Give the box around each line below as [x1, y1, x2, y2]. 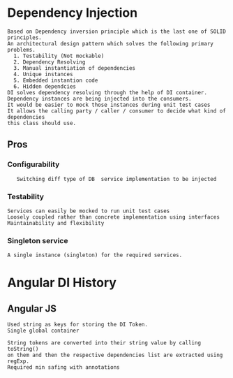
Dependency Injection [7, 5, 138, 21]
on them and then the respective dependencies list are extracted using [7, 351, 223, 359]
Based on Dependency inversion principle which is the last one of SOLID [7, 28, 227, 35]
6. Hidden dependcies [13, 82, 77, 90]
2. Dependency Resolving [13, 58, 86, 66]
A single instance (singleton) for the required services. [7, 252, 183, 259]
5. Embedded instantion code [13, 77, 98, 84]
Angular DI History [7, 275, 117, 291]
